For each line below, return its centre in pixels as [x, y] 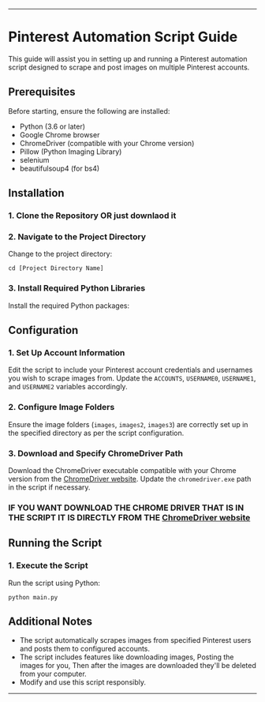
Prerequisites [42, 92]
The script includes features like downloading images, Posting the [127, 657]
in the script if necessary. [49, 487]
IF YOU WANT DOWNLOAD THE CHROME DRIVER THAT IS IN [126, 508]
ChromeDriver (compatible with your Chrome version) [107, 143]
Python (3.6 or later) [52, 126]
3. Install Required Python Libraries [77, 288]
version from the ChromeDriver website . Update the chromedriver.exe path [130, 479]
